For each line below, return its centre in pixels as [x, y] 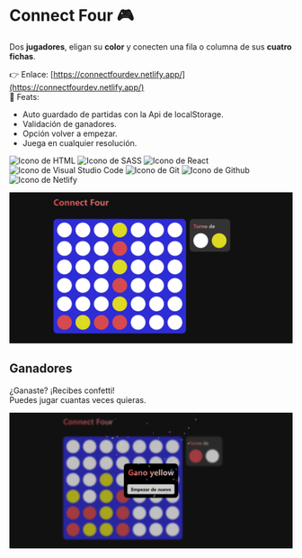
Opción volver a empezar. [70, 133]
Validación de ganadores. [69, 123]
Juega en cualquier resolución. [80, 142]
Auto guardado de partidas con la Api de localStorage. [123, 114]
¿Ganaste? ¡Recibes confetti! [62, 390]
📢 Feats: [24, 96]
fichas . [22, 56]
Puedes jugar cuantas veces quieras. [78, 399]
